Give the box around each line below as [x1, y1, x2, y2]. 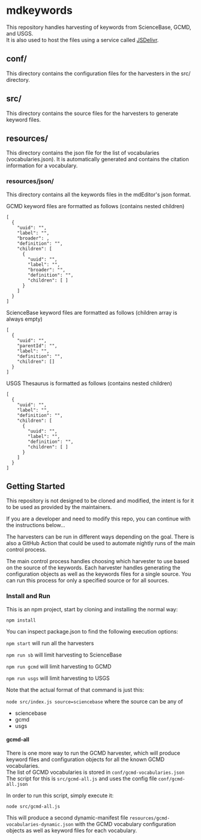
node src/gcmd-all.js [6, 803, 61, 809]
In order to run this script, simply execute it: [6, 792, 114, 799]
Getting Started [6, 481, 65, 492]
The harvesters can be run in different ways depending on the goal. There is [6, 533, 195, 540]
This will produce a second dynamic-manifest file [6, 814, 128, 821]
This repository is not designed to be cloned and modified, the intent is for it [6, 497, 194, 504]
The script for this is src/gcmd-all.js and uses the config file [6, 774, 157, 782]
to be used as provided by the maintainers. [6, 504, 112, 511]
